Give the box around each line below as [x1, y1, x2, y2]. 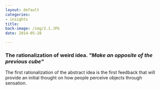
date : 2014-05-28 [5, 31, 42, 36]
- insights [5, 17, 28, 22]
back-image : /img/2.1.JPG [5, 26, 60, 31]
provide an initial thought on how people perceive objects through [5, 75, 142, 81]
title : [5, 21, 19, 27]
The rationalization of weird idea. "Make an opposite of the [5, 51, 153, 58]
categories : [5, 12, 30, 17]
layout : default [5, 7, 39, 13]
